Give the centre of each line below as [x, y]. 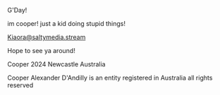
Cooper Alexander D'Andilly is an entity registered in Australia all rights [110, 78]
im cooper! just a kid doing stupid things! [66, 23]
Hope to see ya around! [41, 51]
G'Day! [17, 10]
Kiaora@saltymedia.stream [47, 37]
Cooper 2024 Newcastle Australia [56, 64]
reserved [20, 85]
